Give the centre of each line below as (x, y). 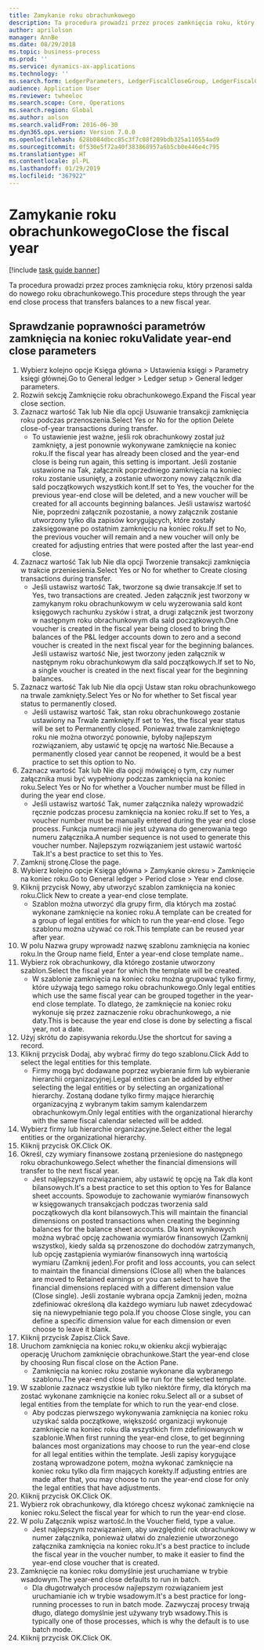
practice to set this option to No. (84, 761)
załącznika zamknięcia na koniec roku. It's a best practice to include (141, 1546)
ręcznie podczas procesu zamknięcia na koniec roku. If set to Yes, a (141, 812)
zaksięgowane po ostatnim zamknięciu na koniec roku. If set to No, (139, 528)
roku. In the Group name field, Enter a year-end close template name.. (132, 954)
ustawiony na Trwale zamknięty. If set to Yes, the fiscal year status (138, 720)
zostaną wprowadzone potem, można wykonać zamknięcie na (132, 1462)
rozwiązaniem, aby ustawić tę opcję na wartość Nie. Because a (133, 745)
